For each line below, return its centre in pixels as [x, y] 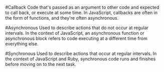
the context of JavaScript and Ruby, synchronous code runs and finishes [80, 59]
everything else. [22, 44]
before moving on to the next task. [41, 64]
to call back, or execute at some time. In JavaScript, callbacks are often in [81, 13]
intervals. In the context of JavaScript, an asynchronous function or [75, 33]
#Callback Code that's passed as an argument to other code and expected [82, 7]
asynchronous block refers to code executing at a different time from [76, 38]
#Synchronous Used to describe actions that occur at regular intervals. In [81, 53]
